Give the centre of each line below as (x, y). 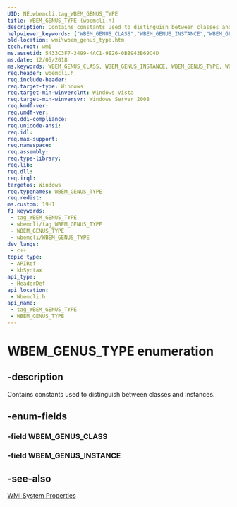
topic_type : (25, 257)
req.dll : (20, 171)
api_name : (22, 303)
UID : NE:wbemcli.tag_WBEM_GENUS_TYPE (63, 14)
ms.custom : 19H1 (31, 205)
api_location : (28, 290)
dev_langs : (23, 244)
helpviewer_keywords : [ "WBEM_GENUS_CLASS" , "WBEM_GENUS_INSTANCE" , (107, 34)
